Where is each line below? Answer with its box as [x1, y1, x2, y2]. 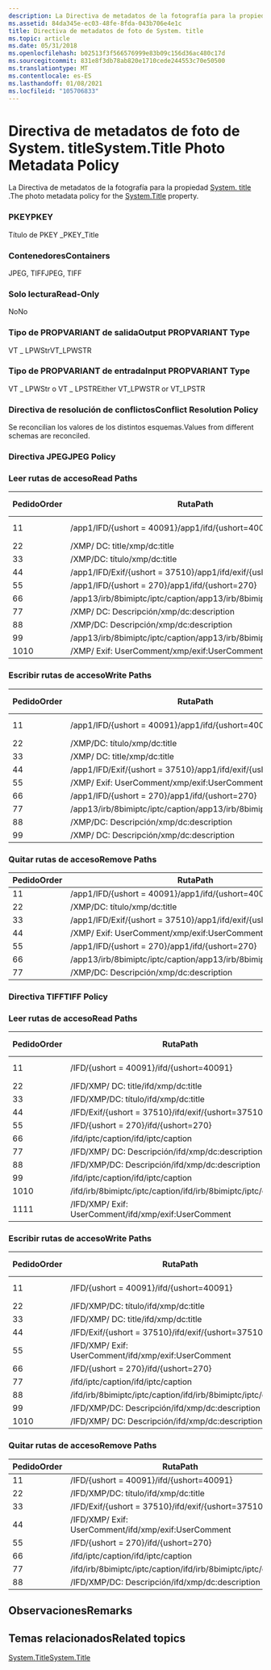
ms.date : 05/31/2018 [8, 42, 78, 50]
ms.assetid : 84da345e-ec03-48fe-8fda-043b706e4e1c [8, 19, 182, 27]
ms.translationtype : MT [8, 65, 89, 73]
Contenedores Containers [8, 250, 110, 261]
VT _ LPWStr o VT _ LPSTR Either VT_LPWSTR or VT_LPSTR [8, 384, 206, 393]
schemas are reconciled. [8, 431, 90, 441]
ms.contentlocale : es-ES [8, 72, 92, 80]
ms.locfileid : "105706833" [8, 86, 99, 95]
